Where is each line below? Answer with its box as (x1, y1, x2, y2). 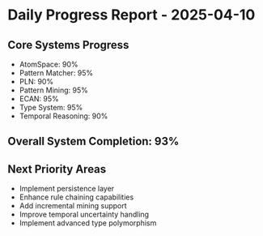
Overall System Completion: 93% (7, 135, 180, 148)
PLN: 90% (19, 77, 54, 86)
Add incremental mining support (19, 201, 127, 211)
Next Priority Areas (7, 162, 107, 176)
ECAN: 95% (19, 94, 60, 103)
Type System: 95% (19, 103, 83, 112)
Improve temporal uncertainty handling (19, 209, 150, 220)
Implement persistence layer (19, 184, 115, 194)
